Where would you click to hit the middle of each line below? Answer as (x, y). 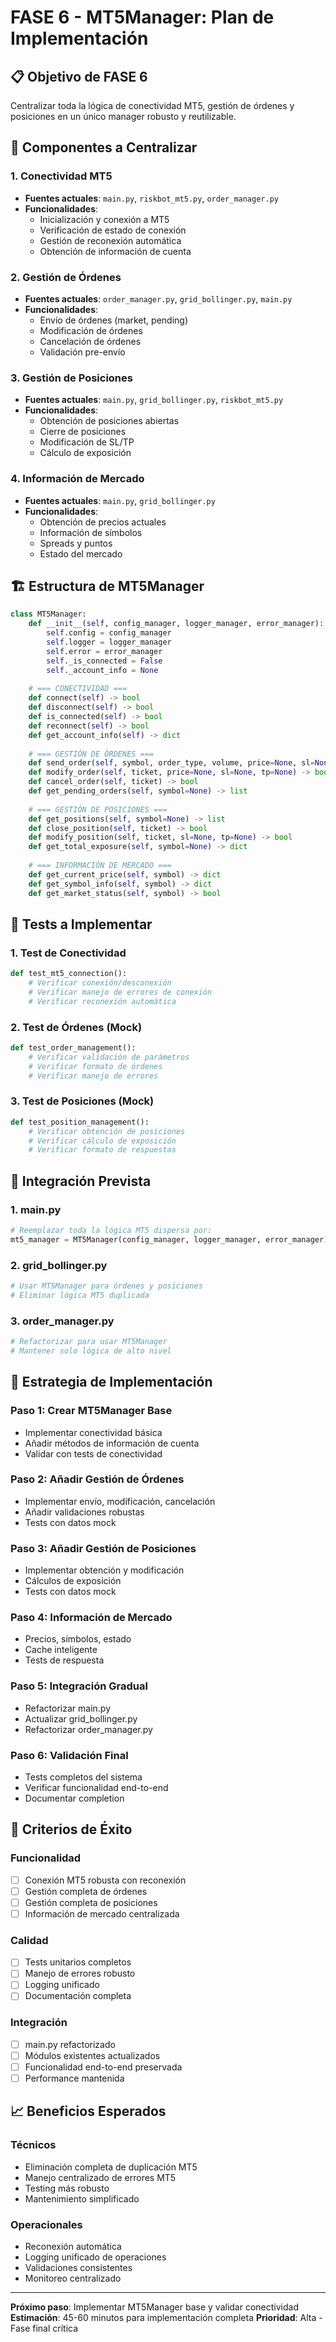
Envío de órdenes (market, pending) (114, 320)
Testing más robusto (67, 2188)
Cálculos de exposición (73, 1581)
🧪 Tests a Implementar (81, 924)
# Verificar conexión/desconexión (100, 983)
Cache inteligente (61, 1650)
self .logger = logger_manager (109, 642)
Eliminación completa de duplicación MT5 (111, 2167)
